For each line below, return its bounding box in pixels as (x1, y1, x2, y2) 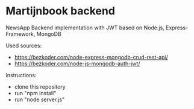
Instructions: (5, 71, 37, 78)
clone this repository (14, 83, 66, 90)
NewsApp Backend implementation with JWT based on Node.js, (5, 24, 165, 31)
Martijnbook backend (5, 4, 116, 18)
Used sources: (5, 42, 42, 49)
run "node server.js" (14, 96, 64, 103)
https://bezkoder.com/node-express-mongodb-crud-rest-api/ (14, 53, 168, 60)
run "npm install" (14, 89, 57, 96)
